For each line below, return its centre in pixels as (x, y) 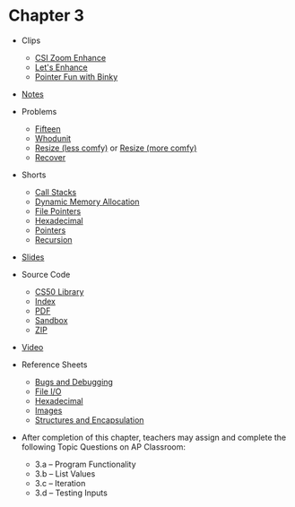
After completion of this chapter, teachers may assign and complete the (154, 437)
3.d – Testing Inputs (71, 493)
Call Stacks (56, 192)
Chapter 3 (46, 16)
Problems (39, 111)
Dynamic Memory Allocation (87, 202)
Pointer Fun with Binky (76, 76)
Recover (50, 157)
